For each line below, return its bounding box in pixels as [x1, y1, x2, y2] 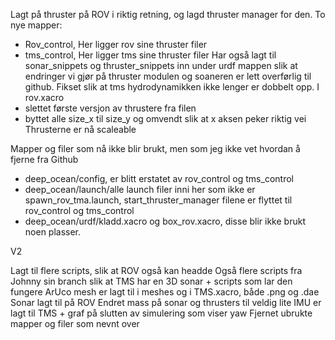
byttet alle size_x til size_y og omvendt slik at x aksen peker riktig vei [24, 113, 307, 124]
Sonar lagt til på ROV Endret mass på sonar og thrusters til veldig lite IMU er [10, 297, 322, 308]
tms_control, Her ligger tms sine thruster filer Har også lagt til [24, 49, 277, 61]
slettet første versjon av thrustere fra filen [24, 102, 197, 114]
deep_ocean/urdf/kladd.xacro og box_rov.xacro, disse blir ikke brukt [24, 215, 306, 227]
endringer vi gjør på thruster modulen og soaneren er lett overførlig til [24, 70, 312, 82]
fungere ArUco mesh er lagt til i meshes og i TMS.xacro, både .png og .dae [10, 286, 320, 298]
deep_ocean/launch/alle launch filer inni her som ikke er [24, 184, 256, 195]
